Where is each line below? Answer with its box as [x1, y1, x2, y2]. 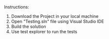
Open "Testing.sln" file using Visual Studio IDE [11, 19, 105, 24]
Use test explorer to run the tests [11, 29, 77, 34]
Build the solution [11, 24, 46, 29]
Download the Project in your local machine [11, 13, 99, 19]
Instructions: [4, 4, 29, 10]
